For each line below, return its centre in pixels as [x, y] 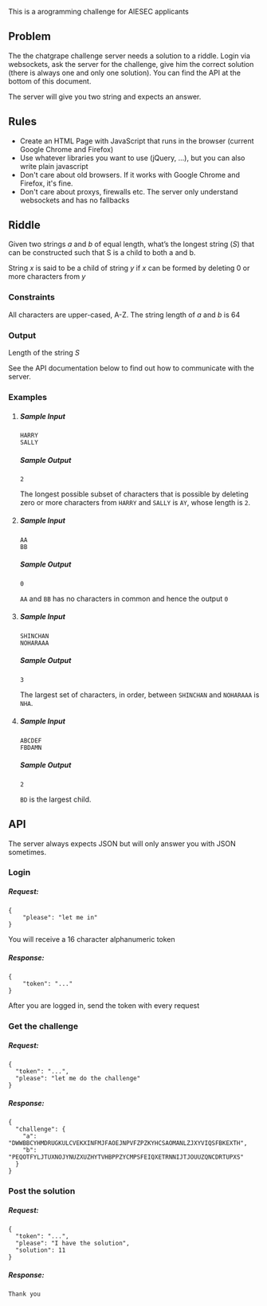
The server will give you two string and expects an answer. [105, 96]
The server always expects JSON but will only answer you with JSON [122, 843]
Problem [30, 36]
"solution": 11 [41, 1250]
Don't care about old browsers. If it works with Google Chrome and [130, 175]
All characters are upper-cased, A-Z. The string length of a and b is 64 [124, 315]
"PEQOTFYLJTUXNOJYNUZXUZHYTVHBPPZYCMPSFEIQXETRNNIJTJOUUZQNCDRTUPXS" [126, 1157]
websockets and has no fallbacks [75, 200]
